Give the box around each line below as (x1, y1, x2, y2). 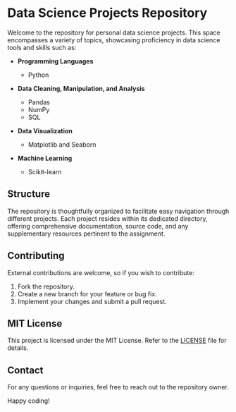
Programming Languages (17, 56, 94, 65)
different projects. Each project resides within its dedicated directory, (7, 214, 208, 223)
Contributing (7, 250, 65, 262)
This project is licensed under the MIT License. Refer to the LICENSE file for (7, 337, 227, 345)
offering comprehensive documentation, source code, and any (7, 222, 189, 230)
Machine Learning (17, 154, 73, 162)
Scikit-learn (27, 167, 62, 176)
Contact (7, 364, 44, 376)
